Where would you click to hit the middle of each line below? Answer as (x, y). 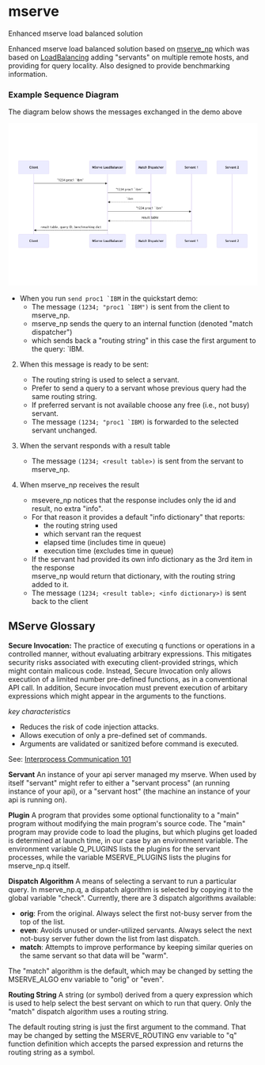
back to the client (60, 601)
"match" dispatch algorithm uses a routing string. (88, 1011)
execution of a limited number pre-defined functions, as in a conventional (128, 679)
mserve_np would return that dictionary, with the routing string (133, 576)
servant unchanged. (64, 430)
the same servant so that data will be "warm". (94, 955)
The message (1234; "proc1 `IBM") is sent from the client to (131, 306)
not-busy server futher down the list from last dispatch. (110, 938)
